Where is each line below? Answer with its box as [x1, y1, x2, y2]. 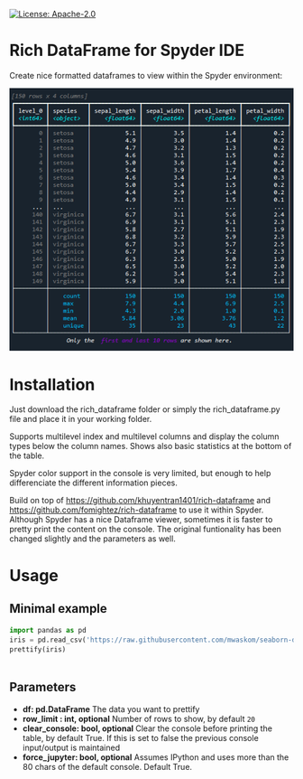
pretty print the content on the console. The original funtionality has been [9, 524, 282, 535]
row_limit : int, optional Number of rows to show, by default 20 [22, 713, 255, 724]
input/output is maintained [22, 742, 120, 753]
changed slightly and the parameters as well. [9, 533, 176, 544]
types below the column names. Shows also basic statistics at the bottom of [9, 441, 292, 452]
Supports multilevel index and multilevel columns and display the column [9, 431, 280, 442]
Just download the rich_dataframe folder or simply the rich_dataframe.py [9, 404, 281, 415]
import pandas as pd [9, 626, 87, 635]
